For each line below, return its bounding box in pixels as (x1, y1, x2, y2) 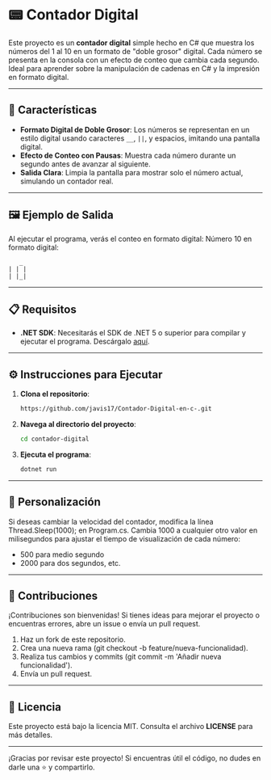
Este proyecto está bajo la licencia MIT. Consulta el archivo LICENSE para (8, 722, 253, 732)
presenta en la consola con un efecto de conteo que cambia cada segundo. (8, 55, 260, 65)
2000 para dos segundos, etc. (19, 558, 121, 567)
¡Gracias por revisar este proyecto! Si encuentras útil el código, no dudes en (8, 753, 261, 763)
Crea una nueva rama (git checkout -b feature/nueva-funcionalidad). (19, 643, 248, 653)
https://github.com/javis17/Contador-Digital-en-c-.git (19, 405, 212, 413)
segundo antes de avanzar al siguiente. (19, 158, 151, 169)
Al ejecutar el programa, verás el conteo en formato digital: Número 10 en (8, 234, 252, 243)
